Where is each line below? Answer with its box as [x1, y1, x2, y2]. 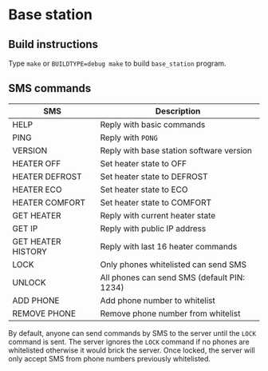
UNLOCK [12, 277, 46, 288]
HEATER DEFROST [12, 170, 82, 182]
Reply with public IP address [100, 222, 207, 233]
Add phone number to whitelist [100, 294, 215, 305]
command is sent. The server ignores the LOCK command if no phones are [8, 337, 250, 346]
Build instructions [8, 38, 98, 51]
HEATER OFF [12, 158, 61, 169]
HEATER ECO [12, 184, 62, 195]
